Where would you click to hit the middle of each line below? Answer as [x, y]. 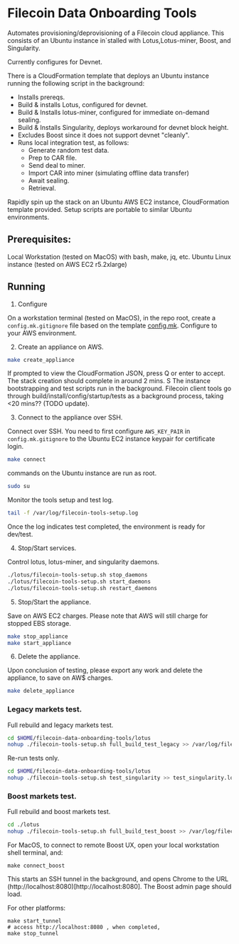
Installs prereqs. [41, 97]
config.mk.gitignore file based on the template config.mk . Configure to [112, 325]
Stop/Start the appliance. [54, 602]
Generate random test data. [69, 150]
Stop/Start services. [47, 548]
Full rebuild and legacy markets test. [60, 725]
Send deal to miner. [57, 165]
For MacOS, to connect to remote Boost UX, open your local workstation [113, 845]
